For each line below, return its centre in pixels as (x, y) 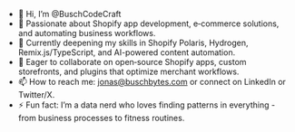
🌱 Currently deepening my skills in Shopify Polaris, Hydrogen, (133, 42)
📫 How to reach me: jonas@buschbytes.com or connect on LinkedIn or (152, 82)
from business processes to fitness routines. (101, 118)
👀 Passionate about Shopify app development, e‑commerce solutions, (148, 24)
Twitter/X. (36, 94)
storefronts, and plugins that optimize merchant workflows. (128, 71)
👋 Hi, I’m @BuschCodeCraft (69, 14)
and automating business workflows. (87, 33)
